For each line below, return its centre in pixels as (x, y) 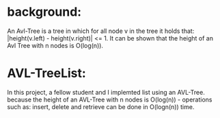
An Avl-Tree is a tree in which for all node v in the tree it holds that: (101, 31)
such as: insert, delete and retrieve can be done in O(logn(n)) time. (101, 106)
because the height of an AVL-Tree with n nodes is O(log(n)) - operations (110, 99)
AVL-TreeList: (47, 73)
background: (44, 12)
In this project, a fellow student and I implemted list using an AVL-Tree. (106, 92)
